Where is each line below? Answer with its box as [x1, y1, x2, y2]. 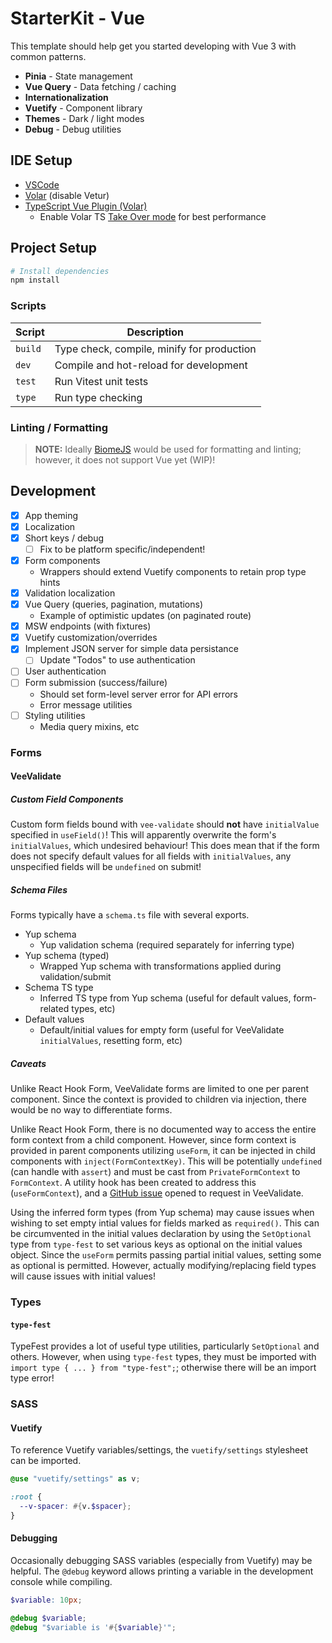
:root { [10, 1492, 43, 1502]
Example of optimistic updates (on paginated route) [39, 610, 252, 622]
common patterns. [10, 50, 87, 62]
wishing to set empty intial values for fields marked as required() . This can [10, 1217, 320, 1229]
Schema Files [10, 883, 68, 896]
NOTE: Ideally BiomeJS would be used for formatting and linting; [34, 443, 302, 455]
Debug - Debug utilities [24, 123, 122, 135]
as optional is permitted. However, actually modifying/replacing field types [10, 1260, 317, 1272]
